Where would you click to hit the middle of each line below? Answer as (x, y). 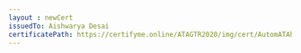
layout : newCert (41, 18)
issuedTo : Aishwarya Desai (59, 26)
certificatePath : (41, 34)
